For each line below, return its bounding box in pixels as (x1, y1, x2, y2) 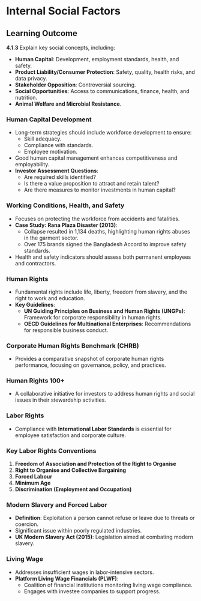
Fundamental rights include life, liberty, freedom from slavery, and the (14, 288, 188, 295)
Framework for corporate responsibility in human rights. (23, 313, 162, 321)
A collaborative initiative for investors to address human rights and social (14, 390, 195, 397)
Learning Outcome (6, 28, 78, 38)
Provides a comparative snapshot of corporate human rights (14, 355, 164, 363)
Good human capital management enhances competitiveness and (14, 154, 178, 162)
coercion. (14, 521, 39, 528)
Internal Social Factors (6, 4, 121, 18)
